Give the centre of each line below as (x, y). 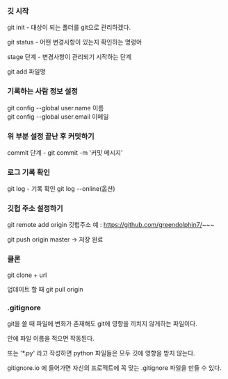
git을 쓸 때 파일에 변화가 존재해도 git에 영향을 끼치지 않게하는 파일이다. (103, 323)
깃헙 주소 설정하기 (35, 208)
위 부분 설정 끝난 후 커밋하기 (51, 136)
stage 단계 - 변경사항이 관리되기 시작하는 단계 (70, 57)
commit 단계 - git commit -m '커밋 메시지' (65, 152)
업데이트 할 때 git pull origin (45, 289)
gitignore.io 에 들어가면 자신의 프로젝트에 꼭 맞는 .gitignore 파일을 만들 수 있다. (115, 368)
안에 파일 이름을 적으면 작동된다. (51, 339)
